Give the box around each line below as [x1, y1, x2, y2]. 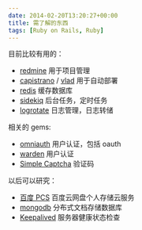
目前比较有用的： [8, 49, 64, 59]
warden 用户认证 [19, 149, 75, 159]
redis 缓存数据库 [19, 86, 73, 95]
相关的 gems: [8, 122, 51, 132]
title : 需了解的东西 [8, 19, 69, 27]
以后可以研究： [8, 176, 57, 186]
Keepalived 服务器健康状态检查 [19, 213, 121, 222]
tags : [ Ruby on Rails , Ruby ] [8, 26, 104, 34]
